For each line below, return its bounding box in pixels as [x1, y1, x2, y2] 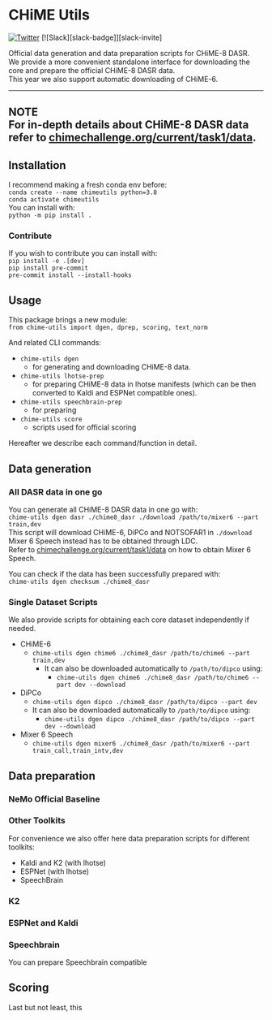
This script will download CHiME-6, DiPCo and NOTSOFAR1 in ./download [8, 527, 253, 537]
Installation [8, 158, 66, 172]
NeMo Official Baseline [8, 793, 100, 805]
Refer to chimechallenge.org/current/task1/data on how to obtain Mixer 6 [8, 544, 251, 554]
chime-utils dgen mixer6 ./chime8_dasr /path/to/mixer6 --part [32, 740, 251, 748]
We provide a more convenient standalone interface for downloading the [8, 57, 251, 67]
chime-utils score [19, 416, 83, 424]
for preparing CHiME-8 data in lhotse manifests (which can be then [32, 379, 257, 389]
